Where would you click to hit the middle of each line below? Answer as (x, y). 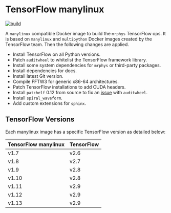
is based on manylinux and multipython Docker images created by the (79, 39)
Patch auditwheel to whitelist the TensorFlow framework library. (80, 59)
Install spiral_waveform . (37, 98)
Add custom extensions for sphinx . (49, 103)
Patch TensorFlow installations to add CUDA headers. (69, 87)
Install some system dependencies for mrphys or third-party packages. (87, 65)
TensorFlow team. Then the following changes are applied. (67, 44)
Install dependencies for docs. (45, 71)
